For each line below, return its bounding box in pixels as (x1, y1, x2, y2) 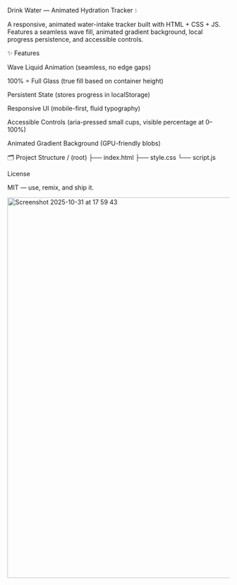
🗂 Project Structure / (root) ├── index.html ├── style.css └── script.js (7, 154, 217, 161)
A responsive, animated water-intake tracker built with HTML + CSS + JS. (7, 21, 221, 28)
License (7, 170, 30, 178)
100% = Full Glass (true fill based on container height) (7, 77, 164, 85)
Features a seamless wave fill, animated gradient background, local (7, 28, 203, 36)
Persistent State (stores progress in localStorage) (7, 91, 150, 98)
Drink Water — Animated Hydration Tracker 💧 (7, 6, 138, 14)
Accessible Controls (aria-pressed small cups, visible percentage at (7, 118, 205, 126)
